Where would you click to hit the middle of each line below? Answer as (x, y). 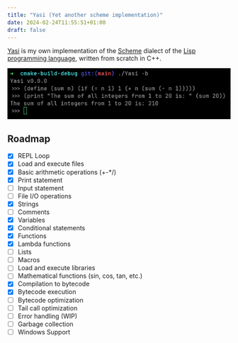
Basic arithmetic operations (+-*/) (67, 172)
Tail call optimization (47, 308)
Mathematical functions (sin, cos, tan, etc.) (80, 276)
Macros (29, 260)
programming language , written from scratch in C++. (84, 58)
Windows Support (44, 332)
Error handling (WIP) (47, 316)
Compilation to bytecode (53, 284)
